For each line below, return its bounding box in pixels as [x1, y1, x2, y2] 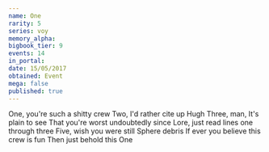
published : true [8, 87, 63, 95]
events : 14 [8, 49, 45, 57]
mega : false [8, 79, 48, 87]
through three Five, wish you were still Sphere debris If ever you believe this [8, 126, 261, 136]
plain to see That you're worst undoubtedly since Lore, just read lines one [8, 118, 254, 128]
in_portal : [8, 57, 45, 65]
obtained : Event [8, 72, 63, 80]
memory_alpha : [8, 34, 57, 43]
